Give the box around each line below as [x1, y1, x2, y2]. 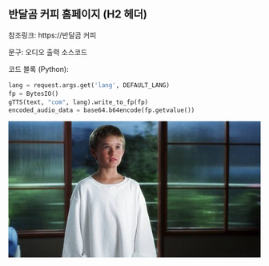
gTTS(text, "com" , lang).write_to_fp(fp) [8, 98, 149, 106]
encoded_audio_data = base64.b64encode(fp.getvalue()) [8, 106, 195, 114]
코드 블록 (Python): [8, 64, 70, 73]
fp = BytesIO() [8, 89, 59, 97]
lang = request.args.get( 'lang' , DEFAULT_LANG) [8, 81, 171, 89]
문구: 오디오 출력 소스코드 [8, 47, 88, 57]
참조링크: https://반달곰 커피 [8, 30, 97, 40]
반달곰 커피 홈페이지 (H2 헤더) [8, 7, 148, 22]
